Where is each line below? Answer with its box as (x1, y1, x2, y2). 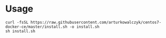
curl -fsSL (5, 20, 29, 25)
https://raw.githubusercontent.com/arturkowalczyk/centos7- (30, 20, 161, 25)
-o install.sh (69, 24, 100, 29)
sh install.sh (5, 28, 36, 33)
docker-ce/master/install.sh (5, 24, 68, 29)
